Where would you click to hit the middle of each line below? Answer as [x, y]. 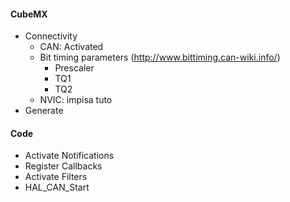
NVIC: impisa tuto [76, 100]
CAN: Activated [71, 47]
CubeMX [29, 14]
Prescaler [74, 68]
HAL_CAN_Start [57, 187]
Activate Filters [56, 177]
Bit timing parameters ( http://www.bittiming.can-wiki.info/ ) [160, 57]
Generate [44, 111]
